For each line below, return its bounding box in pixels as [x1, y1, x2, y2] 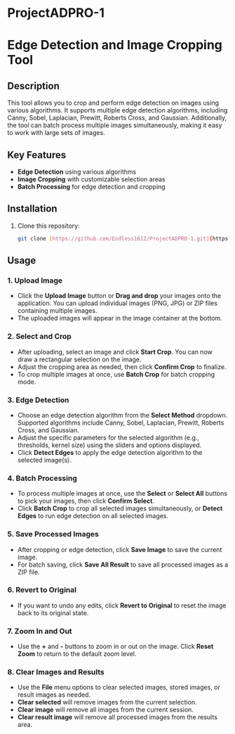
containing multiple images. [17, 307, 98, 315]
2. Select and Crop [7, 332, 72, 342]
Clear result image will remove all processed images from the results [17, 713, 217, 721]
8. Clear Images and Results [7, 667, 105, 677]
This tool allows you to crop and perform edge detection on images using [7, 98, 220, 107]
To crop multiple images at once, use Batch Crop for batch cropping [17, 370, 215, 378]
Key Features [7, 149, 67, 161]
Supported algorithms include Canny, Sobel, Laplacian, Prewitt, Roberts [17, 418, 224, 427]
